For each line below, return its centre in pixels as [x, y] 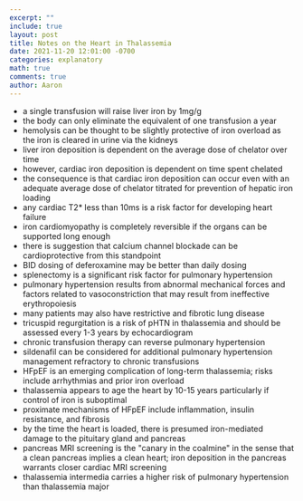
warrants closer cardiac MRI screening [95, 467]
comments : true [38, 77]
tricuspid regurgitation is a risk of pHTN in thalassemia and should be [151, 323]
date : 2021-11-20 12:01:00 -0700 [72, 52]
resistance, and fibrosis [66, 419]
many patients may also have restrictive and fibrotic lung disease [143, 313]
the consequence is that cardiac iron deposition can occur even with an [156, 178]
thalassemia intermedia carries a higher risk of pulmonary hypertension [156, 477]
